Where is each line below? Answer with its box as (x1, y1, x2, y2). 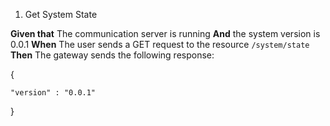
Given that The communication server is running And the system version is (10, 28, 321, 39)
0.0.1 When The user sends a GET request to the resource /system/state (10, 39, 310, 50)
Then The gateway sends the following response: (10, 49, 215, 61)
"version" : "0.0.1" (10, 88, 97, 98)
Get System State (24, 9, 98, 20)
